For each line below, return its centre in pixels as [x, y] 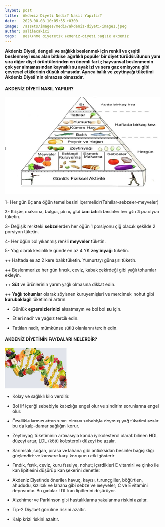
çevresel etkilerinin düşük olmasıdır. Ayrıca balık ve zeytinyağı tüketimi [79, 72]
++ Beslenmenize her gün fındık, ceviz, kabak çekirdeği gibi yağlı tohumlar [81, 270]
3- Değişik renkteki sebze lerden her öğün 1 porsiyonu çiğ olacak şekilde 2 [80, 226]
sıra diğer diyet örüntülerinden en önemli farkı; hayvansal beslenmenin [79, 61]
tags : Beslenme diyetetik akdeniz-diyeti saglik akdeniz [67, 36]
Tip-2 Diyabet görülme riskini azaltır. [49, 509]
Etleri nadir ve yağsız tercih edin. [45, 318]
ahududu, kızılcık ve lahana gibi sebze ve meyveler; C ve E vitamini [80, 485]
